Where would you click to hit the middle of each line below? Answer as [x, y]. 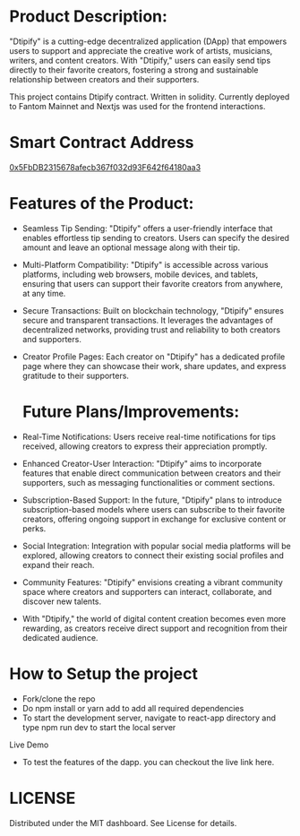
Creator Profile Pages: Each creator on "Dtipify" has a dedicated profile [154, 357]
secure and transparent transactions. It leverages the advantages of [147, 320]
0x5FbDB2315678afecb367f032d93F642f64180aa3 [105, 167]
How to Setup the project [104, 673]
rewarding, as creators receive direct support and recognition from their [155, 628]
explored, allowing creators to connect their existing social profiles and [153, 555]
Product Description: [89, 17]
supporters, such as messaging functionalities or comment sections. [149, 482]
